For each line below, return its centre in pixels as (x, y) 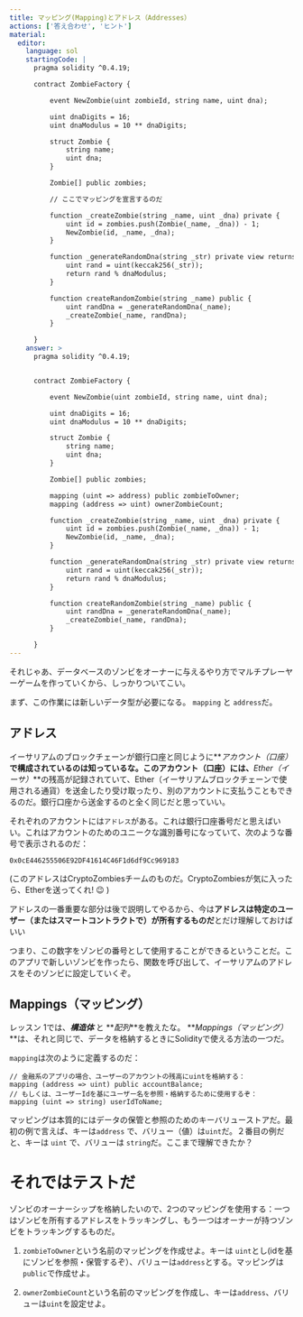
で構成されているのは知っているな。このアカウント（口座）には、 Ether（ (145, 768)
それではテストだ (73, 1182)
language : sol (52, 51)
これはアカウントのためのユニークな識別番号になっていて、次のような (155, 832)
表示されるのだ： (56, 843)
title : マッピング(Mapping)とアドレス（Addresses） (100, 18)
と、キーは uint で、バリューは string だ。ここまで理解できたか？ (131, 1143)
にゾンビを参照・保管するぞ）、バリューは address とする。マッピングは (153, 1262)
